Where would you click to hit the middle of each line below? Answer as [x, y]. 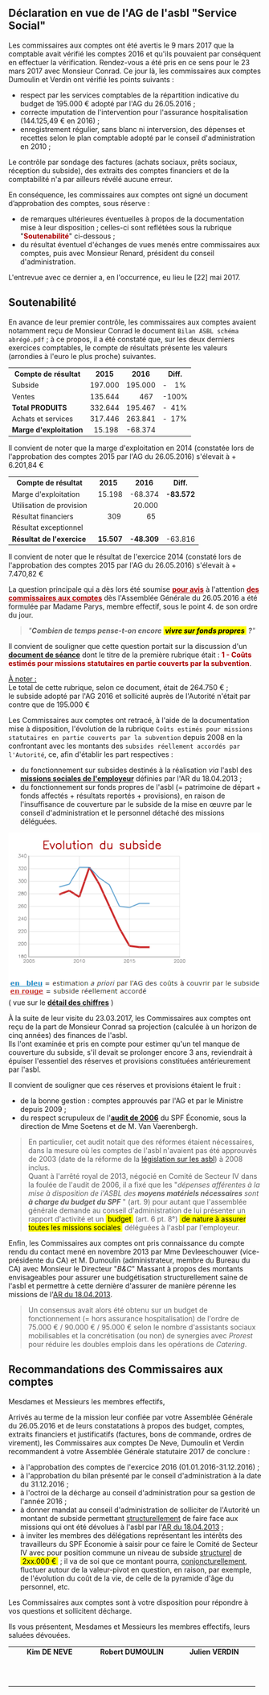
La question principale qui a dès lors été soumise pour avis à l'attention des [134, 589]
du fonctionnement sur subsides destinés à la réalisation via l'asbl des [136, 770]
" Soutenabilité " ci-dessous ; [67, 236]
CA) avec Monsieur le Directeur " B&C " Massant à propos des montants [126, 1268]
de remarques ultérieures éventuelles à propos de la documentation [132, 219]
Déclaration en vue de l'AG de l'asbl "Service [123, 13]
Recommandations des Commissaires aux [116, 1369]
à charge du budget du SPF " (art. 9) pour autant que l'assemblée [137, 1201]
